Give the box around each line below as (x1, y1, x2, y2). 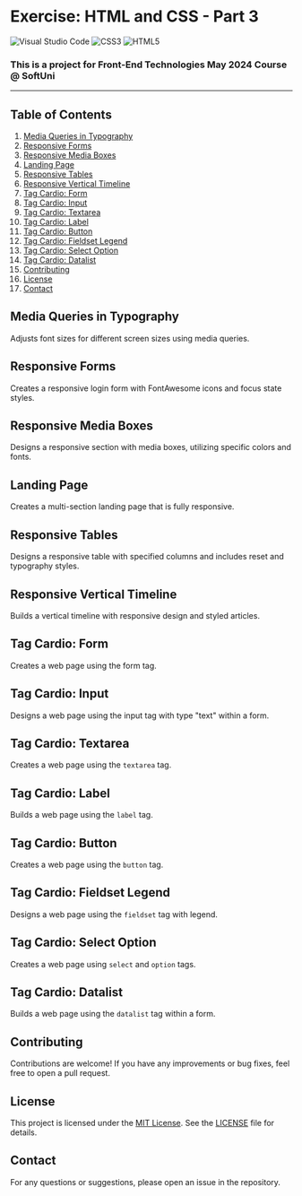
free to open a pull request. (10, 1068, 111, 1079)
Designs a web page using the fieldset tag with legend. (10, 908, 219, 920)
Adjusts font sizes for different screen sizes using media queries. (10, 333, 250, 343)
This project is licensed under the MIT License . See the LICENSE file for (10, 1118, 275, 1129)
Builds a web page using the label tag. (10, 810, 153, 820)
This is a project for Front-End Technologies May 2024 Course (10, 58, 288, 71)
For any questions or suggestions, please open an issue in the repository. (10, 1176, 281, 1187)
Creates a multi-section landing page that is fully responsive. (10, 501, 235, 512)
